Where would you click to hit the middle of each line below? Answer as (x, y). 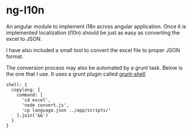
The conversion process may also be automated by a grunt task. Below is (95, 67)
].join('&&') (32, 115)
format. (15, 56)
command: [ (30, 95)
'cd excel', (36, 100)
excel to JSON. (24, 39)
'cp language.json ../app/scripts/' (66, 110)
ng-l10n (25, 10)
